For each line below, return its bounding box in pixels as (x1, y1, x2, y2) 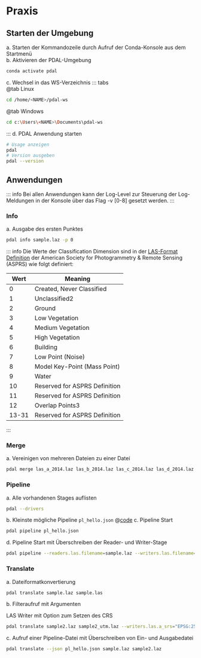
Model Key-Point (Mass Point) (34, 363, 120, 371)
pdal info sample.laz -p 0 (6, 237, 74, 243)
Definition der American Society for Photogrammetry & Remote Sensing (6, 254, 182, 261)
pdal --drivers (6, 506, 44, 512)
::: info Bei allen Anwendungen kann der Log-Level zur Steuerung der (6, 190, 177, 198)
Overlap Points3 (34, 402, 80, 410)
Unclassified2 (34, 295, 74, 303)
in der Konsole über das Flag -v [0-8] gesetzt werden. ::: (35, 197, 175, 204)
